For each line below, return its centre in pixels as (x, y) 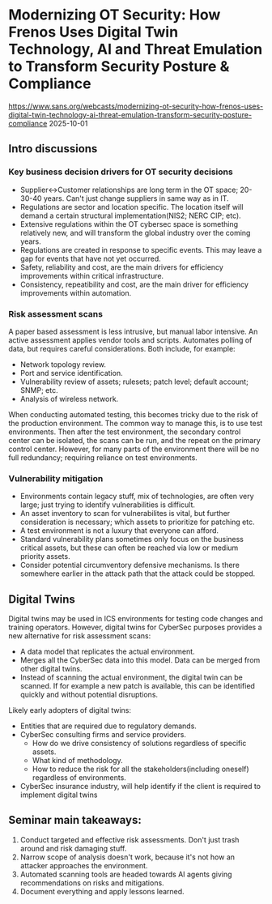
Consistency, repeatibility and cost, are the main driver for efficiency (134, 284)
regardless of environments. (79, 778)
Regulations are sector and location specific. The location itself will (132, 207)
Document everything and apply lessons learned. (102, 891)
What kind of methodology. (77, 761)
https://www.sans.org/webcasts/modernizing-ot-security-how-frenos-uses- (136, 106)
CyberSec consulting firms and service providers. (103, 735)
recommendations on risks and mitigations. (92, 883)
